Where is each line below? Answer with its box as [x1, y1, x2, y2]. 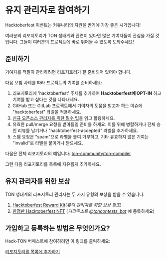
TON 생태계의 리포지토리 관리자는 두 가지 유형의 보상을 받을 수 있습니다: [5, 191, 145, 197]
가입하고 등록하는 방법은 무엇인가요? [5, 224, 110, 232]
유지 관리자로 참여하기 [5, 4, 90, 16]
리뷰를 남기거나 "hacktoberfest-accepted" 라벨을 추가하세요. [17, 128, 139, 133]
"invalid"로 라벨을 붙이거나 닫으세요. [12, 140, 83, 146]
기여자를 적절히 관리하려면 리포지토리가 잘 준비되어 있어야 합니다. [5, 69, 132, 75]
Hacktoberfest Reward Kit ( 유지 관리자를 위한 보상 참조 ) [12, 202, 122, 208]
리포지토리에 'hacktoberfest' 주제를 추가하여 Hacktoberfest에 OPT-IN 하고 [12, 90, 162, 96]
